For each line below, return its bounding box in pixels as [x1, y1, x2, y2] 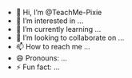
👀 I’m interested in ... [15, 16, 84, 25]
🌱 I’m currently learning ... [15, 25, 102, 33]
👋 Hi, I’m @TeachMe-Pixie [15, 8, 102, 17]
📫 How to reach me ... [15, 42, 90, 51]
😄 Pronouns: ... [15, 53, 68, 63]
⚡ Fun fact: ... [15, 62, 60, 72]
